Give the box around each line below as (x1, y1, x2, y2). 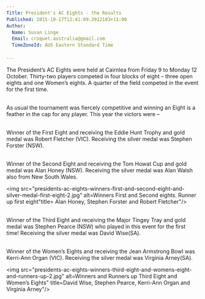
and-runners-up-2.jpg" (6, 272, 64, 279)
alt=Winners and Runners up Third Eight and (65, 272, 177, 279)
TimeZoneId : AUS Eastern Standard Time (12, 42, 114, 48)
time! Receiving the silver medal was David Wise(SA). (6, 229, 141, 237)
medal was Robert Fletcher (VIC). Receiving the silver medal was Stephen (6, 135, 192, 142)
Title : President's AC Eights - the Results (6, 10, 122, 16)
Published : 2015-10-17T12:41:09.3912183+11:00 (6, 16, 127, 23)
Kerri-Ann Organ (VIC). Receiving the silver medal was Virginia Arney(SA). (6, 254, 193, 261)
